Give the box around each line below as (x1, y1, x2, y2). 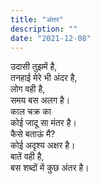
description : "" (10, 24, 78, 34)
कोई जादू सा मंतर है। (10, 117, 77, 129)
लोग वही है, (10, 83, 46, 95)
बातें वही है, (10, 151, 45, 163)
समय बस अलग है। (10, 94, 71, 106)
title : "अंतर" (10, 14, 64, 25)
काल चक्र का (10, 106, 52, 118)
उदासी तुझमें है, (10, 61, 58, 73)
